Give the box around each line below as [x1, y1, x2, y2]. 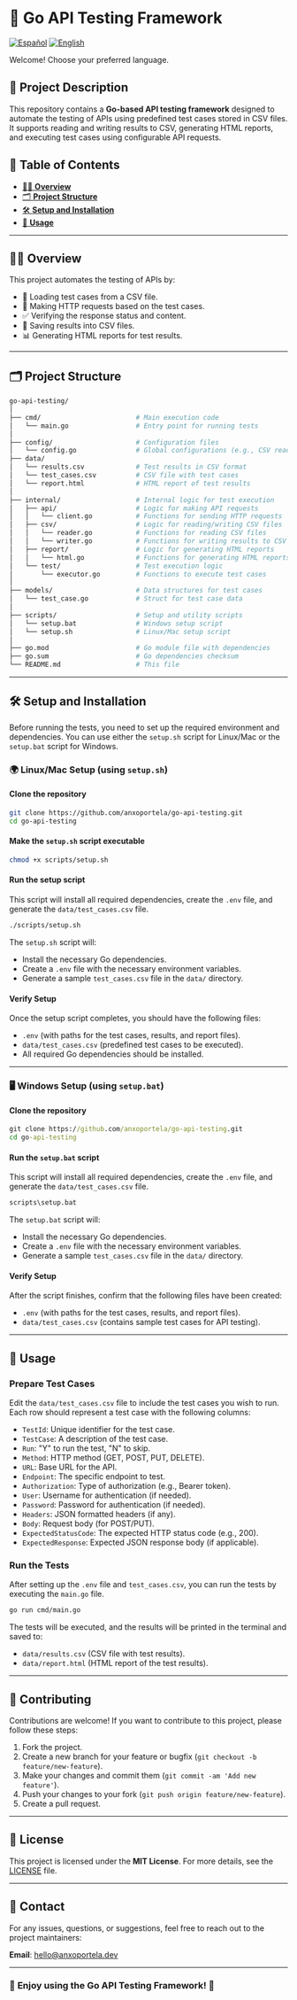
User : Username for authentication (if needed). [21, 1490, 192, 1500]
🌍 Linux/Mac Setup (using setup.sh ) [9, 764, 168, 776]
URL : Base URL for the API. [21, 1461, 118, 1472]
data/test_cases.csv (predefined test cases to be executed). [21, 1040, 244, 1050]
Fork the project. [21, 1741, 83, 1752]
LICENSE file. [9, 1864, 57, 1876]
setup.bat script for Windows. [9, 740, 119, 751]
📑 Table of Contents [9, 158, 120, 173]
